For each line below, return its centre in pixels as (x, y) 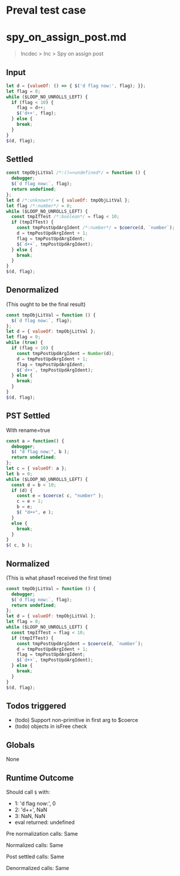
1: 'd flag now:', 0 (35, 803)
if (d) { (22, 490)
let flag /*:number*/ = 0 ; (39, 206)
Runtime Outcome (40, 778)
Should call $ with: (28, 792)
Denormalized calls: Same (38, 868)
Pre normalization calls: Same (42, 834)
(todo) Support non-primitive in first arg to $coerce (76, 720)
